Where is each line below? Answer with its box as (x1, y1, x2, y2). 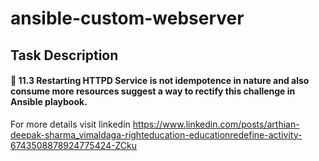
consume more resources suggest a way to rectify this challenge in (10, 85, 296, 97)
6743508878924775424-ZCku (10, 139, 138, 151)
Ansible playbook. (10, 96, 88, 108)
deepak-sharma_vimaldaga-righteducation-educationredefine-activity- (10, 128, 303, 141)
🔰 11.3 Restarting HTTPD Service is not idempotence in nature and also (10, 75, 310, 87)
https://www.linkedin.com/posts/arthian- (132, 118, 300, 130)
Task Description (10, 47, 119, 64)
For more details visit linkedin (10, 118, 131, 130)
